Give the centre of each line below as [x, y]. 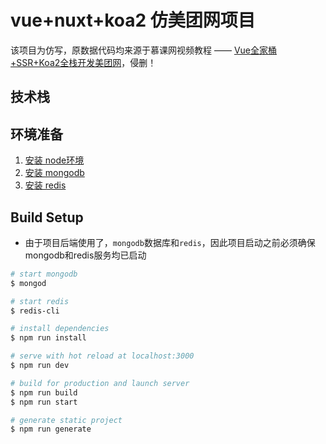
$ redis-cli [35, 311]
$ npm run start [44, 402]
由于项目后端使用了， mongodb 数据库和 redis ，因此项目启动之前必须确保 [170, 242]
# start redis [40, 301]
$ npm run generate [51, 429]
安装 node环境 [54, 160]
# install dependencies [60, 329]
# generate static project [66, 420]
